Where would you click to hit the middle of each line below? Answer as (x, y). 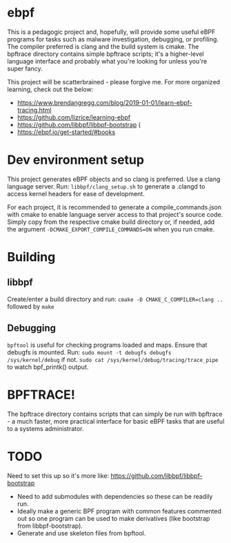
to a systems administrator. (46, 428)
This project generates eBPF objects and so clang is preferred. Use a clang (114, 179)
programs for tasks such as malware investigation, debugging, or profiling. (113, 39)
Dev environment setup (76, 160)
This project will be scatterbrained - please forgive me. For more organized (114, 82)
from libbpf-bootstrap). (50, 526)
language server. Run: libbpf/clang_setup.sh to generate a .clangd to (106, 186)
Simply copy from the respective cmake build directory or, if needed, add (111, 222)
